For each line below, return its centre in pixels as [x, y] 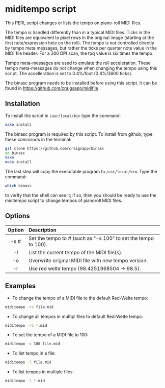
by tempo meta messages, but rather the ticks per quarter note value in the [81, 48]
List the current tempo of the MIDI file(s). [76, 252]
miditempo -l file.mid [28, 362]
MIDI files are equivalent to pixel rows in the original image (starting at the [80, 38]
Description [42, 230]
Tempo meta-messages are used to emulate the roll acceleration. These [78, 63]
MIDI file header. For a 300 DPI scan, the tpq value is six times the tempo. [79, 53]
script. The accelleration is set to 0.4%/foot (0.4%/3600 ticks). [69, 73]
